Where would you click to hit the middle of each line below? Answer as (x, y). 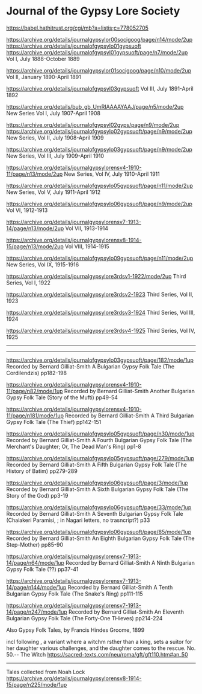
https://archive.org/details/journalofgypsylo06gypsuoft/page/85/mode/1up (99, 532)
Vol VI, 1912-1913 (27, 210)
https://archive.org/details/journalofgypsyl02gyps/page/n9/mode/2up (93, 124)
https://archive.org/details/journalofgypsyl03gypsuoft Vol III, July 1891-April (100, 88)
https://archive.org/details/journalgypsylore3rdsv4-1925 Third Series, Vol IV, (101, 330)
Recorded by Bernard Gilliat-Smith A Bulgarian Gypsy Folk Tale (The (90, 366)
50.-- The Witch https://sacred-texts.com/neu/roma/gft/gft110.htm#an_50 (97, 654)
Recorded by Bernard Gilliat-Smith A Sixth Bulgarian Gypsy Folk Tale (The (97, 489)
